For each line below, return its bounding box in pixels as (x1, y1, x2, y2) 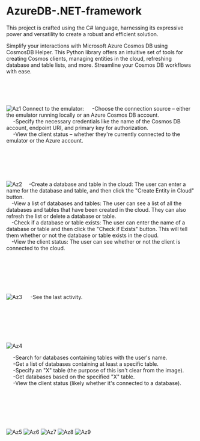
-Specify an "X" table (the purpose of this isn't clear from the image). (13, 366, 184, 374)
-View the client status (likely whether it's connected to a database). (13, 379, 181, 386)
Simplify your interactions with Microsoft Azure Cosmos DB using (6, 42, 168, 49)
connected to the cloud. (6, 244, 65, 251)
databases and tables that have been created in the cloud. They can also (6, 206, 186, 213)
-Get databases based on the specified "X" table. (13, 373, 135, 380)
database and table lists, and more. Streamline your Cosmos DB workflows (6, 61, 191, 69)
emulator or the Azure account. (6, 137, 83, 144)
